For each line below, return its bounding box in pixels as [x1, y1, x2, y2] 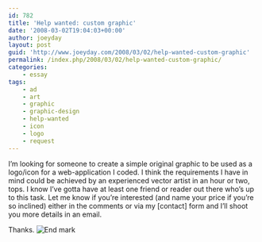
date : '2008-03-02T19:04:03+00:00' [8, 26, 126, 34]
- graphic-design [22, 108, 80, 116]
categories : [8, 63, 48, 71]
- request [22, 136, 56, 145]
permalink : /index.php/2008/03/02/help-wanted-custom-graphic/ [8, 56, 222, 64]
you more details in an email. [8, 209, 102, 219]
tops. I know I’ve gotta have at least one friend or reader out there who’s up [8, 184, 255, 194]
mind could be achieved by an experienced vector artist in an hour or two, [8, 175, 250, 185]
